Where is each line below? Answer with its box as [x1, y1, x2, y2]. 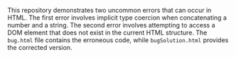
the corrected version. [7, 44, 73, 51]
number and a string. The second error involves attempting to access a [7, 21, 215, 29]
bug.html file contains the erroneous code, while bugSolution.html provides [7, 36, 229, 44]
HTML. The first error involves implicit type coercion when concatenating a [7, 13, 227, 22]
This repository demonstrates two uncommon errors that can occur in [7, 6, 212, 14]
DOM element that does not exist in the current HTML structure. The [7, 28, 208, 37]
